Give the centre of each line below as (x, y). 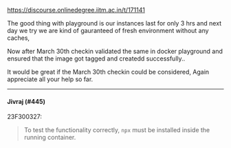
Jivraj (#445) (26, 101)
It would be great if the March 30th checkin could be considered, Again (108, 72)
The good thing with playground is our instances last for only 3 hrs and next (114, 23)
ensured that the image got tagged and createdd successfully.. (96, 59)
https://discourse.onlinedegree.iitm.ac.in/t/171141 (76, 10)
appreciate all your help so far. (50, 79)
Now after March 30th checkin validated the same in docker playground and (115, 51)
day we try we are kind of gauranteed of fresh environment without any (108, 31)
